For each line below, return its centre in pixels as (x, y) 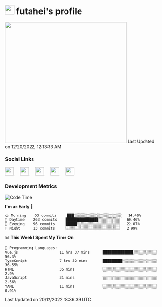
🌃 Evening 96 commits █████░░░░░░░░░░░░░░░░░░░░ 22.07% (72, 224)
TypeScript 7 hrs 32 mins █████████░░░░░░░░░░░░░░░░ (81, 261)
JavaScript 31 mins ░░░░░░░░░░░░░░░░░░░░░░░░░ (81, 278)
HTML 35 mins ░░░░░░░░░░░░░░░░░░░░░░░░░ (81, 269)
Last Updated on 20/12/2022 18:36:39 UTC (48, 299)
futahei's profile (49, 11)
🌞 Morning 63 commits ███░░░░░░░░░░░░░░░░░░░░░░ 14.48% (73, 215)
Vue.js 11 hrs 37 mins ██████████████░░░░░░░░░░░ (81, 252)
